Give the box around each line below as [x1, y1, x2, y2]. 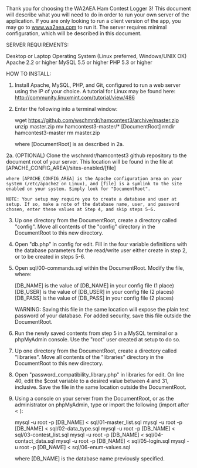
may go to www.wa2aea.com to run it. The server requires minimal [6, 23, 167, 30]
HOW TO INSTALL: [6, 70, 52, 77]
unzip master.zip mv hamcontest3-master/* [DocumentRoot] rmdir [14, 123, 176, 130]
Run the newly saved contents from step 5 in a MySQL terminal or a [14, 330, 178, 337]
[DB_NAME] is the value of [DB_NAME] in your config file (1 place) [14, 282, 175, 289]
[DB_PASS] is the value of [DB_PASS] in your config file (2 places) [14, 294, 174, 301]
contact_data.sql [14, 438, 55, 445]
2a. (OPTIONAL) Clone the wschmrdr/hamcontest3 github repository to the [6, 152, 187, 159]
